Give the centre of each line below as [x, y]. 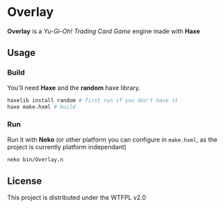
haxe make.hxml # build [42, 107]
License [25, 181]
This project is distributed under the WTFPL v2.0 [77, 198]
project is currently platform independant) [67, 146]
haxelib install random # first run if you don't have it [93, 100]
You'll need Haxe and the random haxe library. [74, 88]
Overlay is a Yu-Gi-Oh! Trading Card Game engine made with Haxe [104, 31]
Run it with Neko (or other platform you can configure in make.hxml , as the [112, 140]
